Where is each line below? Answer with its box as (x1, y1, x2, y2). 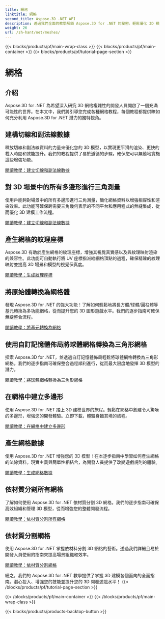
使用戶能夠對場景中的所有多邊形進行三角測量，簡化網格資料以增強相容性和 (5, 197, 156, 203)
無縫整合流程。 (5, 314, 35, 320)
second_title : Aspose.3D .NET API (5, 16, 76, 21)
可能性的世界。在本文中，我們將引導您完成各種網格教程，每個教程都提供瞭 (5, 109, 156, 114)
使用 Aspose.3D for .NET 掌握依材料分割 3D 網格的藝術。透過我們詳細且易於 (5, 546, 159, 552)
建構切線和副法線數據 (5, 131, 70, 139)
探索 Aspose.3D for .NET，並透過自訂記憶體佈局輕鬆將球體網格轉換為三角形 (5, 354, 159, 360)
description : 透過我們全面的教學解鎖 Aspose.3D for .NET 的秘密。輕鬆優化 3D (5, 21, 154, 26)
